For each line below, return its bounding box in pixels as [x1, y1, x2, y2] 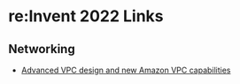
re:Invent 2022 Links [8, 6, 165, 27]
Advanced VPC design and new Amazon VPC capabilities [20, 65, 231, 75]
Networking [8, 42, 76, 57]
